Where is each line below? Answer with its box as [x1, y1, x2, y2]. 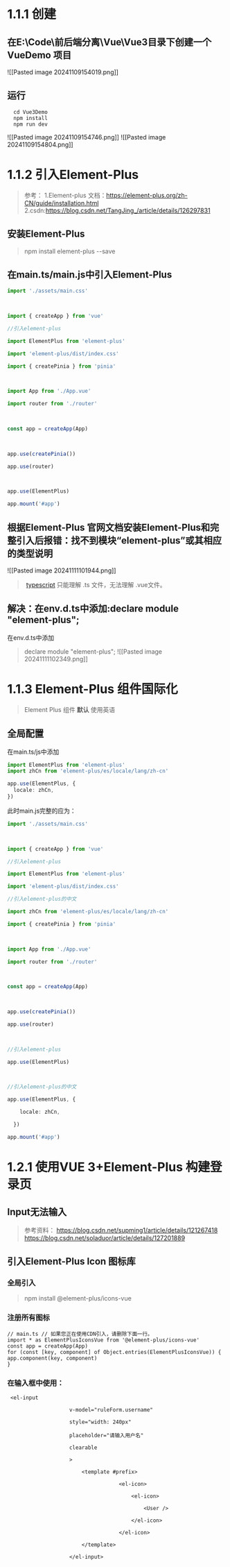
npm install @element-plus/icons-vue [24, 1294, 132, 1303]
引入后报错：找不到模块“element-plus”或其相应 [16, 534, 222, 546]
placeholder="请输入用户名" [69, 1432, 144, 1439]
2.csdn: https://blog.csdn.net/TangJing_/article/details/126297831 [24, 206, 211, 214]
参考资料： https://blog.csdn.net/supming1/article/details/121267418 [24, 1226, 218, 1234]
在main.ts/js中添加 [7, 747, 60, 756]
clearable [69, 1444, 98, 1451]
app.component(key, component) [7, 1355, 98, 1362]
